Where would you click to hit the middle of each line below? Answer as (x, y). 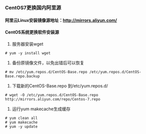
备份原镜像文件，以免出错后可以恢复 (48, 63)
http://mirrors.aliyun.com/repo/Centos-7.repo (53, 99)
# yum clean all (21, 118)
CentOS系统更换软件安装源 (32, 32)
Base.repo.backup (22, 76)
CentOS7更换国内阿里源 (33, 7)
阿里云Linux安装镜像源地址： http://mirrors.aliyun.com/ (61, 20)
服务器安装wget (28, 44)
